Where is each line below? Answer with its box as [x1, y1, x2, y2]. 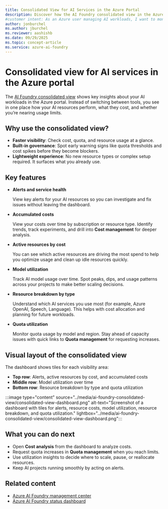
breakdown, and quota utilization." [5, 410, 76, 416]
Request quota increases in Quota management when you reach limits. [12, 449, 160, 455]
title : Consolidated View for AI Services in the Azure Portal [5, 7, 140, 13]
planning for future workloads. [12, 312, 75, 318]
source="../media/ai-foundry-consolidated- [55, 395, 145, 400]
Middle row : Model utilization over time [12, 379, 93, 385]
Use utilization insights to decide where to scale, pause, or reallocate [12, 454, 155, 460]
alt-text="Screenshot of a [90, 400, 143, 406]
